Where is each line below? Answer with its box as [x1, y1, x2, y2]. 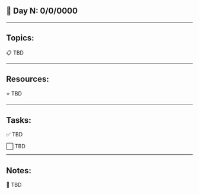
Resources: [6, 74, 49, 84]
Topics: [6, 33, 34, 43]
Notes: [6, 166, 31, 176]
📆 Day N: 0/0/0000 [6, 6, 78, 16]
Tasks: [6, 115, 31, 125]
